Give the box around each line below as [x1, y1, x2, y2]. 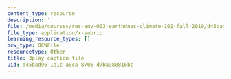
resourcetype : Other [7, 49, 67, 56]
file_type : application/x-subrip [7, 29, 103, 36]
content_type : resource [7, 10, 76, 17]
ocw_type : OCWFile [7, 42, 60, 49]
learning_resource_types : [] [7, 36, 91, 43]
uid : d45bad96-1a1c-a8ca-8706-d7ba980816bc [7, 61, 134, 68]
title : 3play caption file [7, 55, 85, 62]
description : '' [7, 16, 54, 23]
